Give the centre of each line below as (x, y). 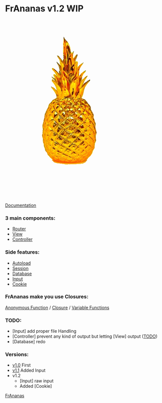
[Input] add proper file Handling (44, 331)
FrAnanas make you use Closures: (47, 297)
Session (20, 268)
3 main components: (30, 218)
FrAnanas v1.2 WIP (44, 9)
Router (19, 229)
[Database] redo (29, 342)
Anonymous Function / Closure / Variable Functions (57, 308)
